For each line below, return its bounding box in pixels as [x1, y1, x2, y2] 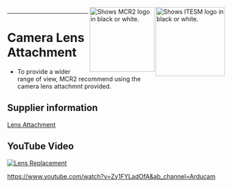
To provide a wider [17, 67, 71, 75]
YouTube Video [7, 141, 75, 152]
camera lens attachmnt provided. [17, 82, 112, 90]
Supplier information [7, 102, 98, 114]
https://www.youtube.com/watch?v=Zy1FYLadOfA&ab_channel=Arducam [7, 172, 216, 180]
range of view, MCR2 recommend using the [17, 75, 142, 83]
